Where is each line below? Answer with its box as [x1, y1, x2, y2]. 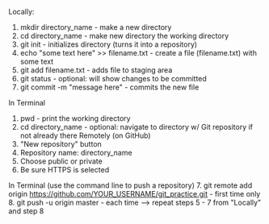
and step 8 [8, 206, 44, 216]
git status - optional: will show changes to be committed [19, 74, 208, 83]
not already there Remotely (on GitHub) [19, 131, 151, 140]
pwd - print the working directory [19, 114, 131, 123]
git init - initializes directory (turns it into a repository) [19, 39, 198, 49]
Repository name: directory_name [19, 148, 132, 157]
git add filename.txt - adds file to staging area [19, 65, 173, 75]
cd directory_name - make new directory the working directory [19, 31, 229, 40]
